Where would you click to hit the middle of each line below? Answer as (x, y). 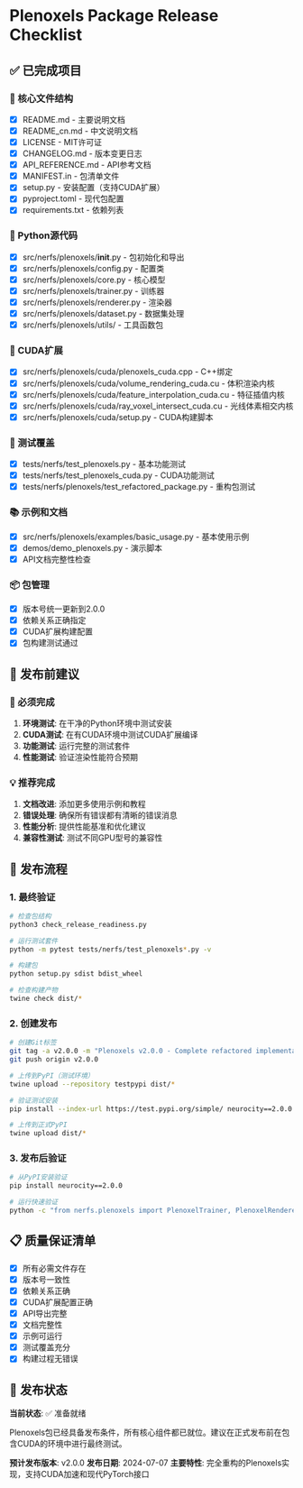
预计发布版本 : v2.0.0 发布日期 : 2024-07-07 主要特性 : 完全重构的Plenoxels (146, 1463)
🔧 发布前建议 (44, 674)
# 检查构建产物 (34, 990)
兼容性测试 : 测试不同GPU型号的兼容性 (92, 838)
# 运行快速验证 (34, 1202)
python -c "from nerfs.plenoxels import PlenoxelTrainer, (120, 1211)
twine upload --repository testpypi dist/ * (92, 1084)
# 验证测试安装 (34, 1100)
